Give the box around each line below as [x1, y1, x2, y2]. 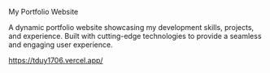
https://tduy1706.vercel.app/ [8, 56, 103, 65]
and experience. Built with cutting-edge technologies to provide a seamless [8, 32, 262, 41]
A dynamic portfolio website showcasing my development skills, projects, [8, 23, 255, 32]
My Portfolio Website [8, 7, 79, 16]
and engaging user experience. [8, 40, 113, 49]
